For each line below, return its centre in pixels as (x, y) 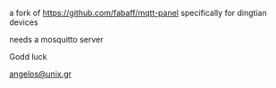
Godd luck (28, 56)
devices (24, 22)
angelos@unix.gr (41, 74)
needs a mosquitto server (57, 40)
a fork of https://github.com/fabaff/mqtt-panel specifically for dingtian (138, 13)
